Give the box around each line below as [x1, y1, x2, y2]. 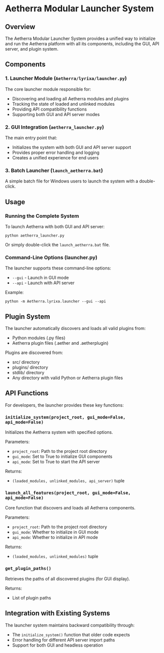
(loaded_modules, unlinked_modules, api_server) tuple [12, 478, 125, 484]
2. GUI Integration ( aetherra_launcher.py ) [5, 123, 104, 130]
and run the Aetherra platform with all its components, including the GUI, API [5, 41, 160, 47]
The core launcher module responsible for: [5, 86, 92, 92]
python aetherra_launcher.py [5, 233, 65, 238]
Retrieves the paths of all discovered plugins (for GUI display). [5, 576, 130, 582]
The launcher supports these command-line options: [5, 265, 112, 271]
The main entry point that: [5, 135, 57, 141]
